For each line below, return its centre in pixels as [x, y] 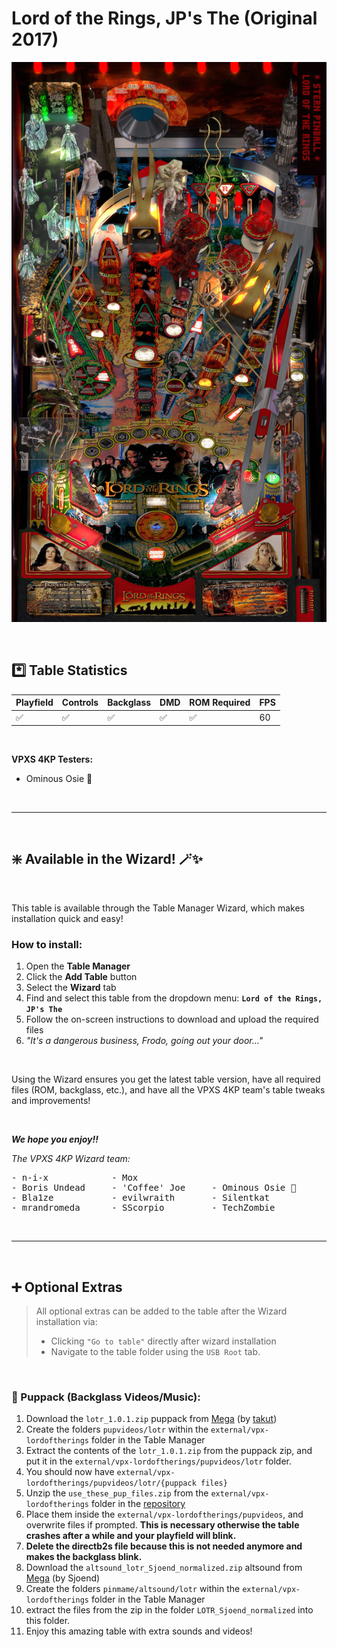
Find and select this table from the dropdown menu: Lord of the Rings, [174, 998]
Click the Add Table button [81, 977]
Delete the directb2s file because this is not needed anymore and [164, 1546]
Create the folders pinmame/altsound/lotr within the [133, 1589]
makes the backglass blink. [84, 1557]
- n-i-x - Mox [75, 1178]
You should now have [70, 1472]
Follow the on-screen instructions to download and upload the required [172, 1019]
